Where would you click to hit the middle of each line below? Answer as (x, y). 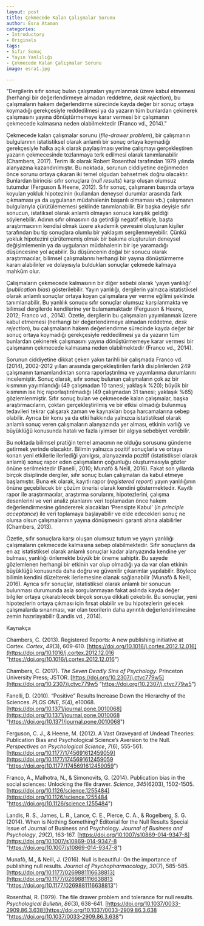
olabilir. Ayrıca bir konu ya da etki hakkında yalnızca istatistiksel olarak (94, 418)
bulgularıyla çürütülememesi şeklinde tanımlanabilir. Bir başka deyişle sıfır (98, 207)
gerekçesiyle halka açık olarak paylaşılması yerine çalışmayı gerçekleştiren (100, 148)
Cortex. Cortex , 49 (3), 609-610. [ (48, 646)
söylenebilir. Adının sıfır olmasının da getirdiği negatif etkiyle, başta (90, 219)
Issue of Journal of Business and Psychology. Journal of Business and (95, 829)
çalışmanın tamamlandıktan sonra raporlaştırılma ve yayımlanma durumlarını (101, 373)
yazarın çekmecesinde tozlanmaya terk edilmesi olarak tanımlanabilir (92, 155)
